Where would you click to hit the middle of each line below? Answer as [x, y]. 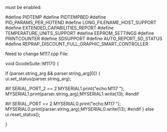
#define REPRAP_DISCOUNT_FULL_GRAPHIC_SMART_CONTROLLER [77, 44]
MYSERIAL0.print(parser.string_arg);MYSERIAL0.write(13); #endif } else [80, 109]
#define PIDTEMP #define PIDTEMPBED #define [56, 17]
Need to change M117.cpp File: [37, 54]
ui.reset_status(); [23, 114]
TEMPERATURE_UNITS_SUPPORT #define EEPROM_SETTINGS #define [80, 33]
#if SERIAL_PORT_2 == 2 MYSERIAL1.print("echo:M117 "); [65, 89]
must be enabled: [24, 7]
